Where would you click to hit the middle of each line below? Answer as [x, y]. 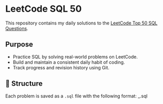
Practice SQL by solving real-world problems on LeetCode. [75, 57]
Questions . [17, 28]
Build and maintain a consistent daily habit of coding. [69, 62]
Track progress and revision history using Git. [61, 67]
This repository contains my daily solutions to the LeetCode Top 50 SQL [81, 23]
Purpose [19, 45]
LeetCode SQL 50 [44, 9]
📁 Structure [24, 84]
